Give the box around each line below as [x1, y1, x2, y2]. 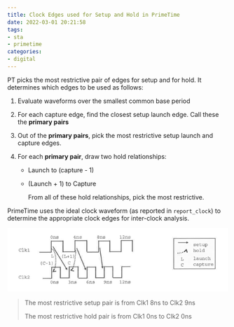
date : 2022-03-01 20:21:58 [7, 18, 86, 26]
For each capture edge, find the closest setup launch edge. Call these [17, 110, 219, 118]
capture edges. [17, 139, 62, 147]
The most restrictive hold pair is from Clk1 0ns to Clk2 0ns [24, 312, 193, 320]
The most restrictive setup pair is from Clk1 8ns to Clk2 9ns [24, 298, 196, 307]
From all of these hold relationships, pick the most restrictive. [27, 193, 205, 201]
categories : [7, 48, 42, 55]
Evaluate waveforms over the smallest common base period [17, 97, 191, 105]
